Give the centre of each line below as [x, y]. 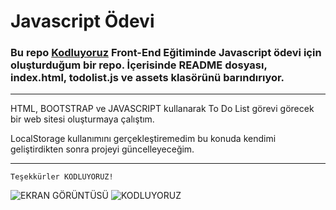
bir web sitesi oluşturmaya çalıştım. [82, 119]
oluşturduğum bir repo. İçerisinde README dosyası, [139, 65]
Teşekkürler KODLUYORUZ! [62, 177]
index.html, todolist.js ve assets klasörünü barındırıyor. [147, 78]
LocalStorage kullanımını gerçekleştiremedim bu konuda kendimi [143, 139]
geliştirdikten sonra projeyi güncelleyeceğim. [102, 149]
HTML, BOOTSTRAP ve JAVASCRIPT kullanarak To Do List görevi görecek [162, 109]
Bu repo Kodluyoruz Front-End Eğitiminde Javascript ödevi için [166, 53]
